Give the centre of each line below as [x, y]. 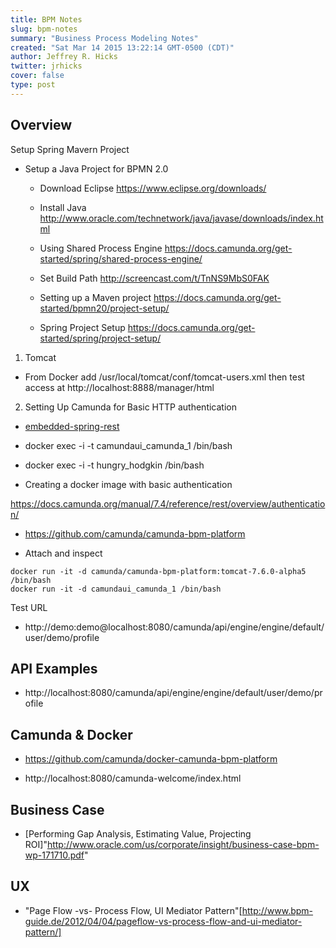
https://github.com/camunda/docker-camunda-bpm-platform [151, 759]
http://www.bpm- [277, 910]
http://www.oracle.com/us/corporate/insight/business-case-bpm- [183, 844]
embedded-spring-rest [72, 426]
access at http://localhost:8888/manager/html [119, 387]
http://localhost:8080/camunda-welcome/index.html [133, 778]
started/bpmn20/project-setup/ [104, 308]
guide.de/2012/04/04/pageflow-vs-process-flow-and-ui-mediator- [163, 921]
